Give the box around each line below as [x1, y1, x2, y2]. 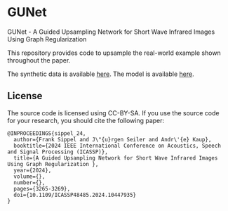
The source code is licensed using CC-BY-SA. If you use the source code [7, 108, 220, 117]
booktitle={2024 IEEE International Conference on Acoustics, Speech [13, 142, 221, 149]
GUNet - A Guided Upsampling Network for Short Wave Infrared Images [7, 27, 215, 36]
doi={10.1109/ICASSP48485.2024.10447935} [13, 191, 137, 198]
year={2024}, [13, 167, 52, 174]
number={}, [13, 179, 46, 186]
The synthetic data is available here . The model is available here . [7, 70, 194, 78]
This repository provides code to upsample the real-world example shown [7, 49, 221, 57]
